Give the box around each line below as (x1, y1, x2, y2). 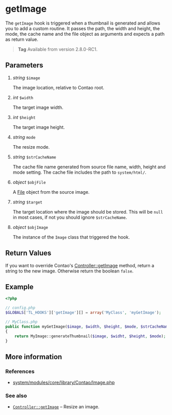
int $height (12, 114, 36, 120)
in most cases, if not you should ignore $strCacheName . (12, 214, 127, 220)
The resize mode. (12, 144, 50, 150)
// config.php (5, 305, 36, 311)
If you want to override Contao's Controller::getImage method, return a (5, 262, 155, 268)
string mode (12, 134, 36, 140)
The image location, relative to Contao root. (12, 84, 104, 90)
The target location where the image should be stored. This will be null (12, 209, 163, 215)
